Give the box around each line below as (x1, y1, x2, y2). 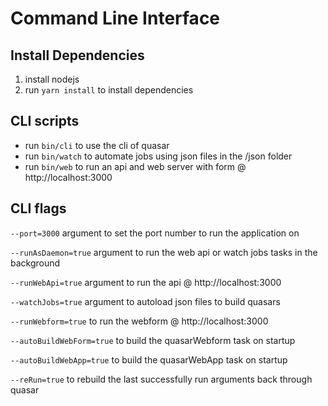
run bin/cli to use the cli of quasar (24, 139, 170, 151)
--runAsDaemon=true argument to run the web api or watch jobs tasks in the (10, 246, 318, 258)
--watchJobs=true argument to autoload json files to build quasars (10, 295, 281, 307)
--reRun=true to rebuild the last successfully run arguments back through (10, 373, 313, 385)
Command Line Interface (10, 7, 221, 30)
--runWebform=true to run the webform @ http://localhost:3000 (10, 315, 269, 327)
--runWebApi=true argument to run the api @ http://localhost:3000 (10, 276, 282, 288)
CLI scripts (10, 113, 80, 130)
